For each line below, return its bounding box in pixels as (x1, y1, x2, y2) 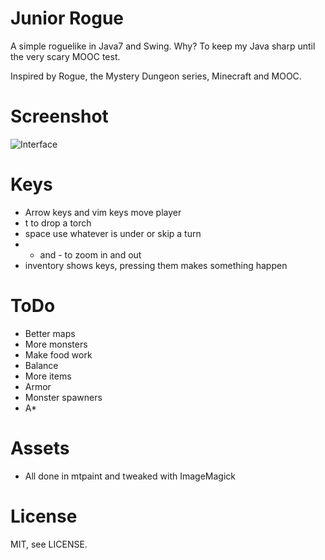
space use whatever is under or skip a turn (24, 227, 202, 239)
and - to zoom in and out (39, 248, 142, 261)
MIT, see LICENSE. (10, 538, 88, 550)
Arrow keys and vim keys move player (24, 206, 182, 218)
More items (24, 370, 72, 382)
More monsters (24, 338, 88, 350)
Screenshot (10, 105, 109, 128)
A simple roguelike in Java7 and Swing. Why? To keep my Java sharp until (10, 40, 316, 52)
